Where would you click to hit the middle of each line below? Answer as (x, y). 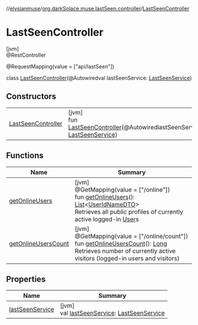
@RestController (26, 55)
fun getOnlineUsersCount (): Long (121, 243)
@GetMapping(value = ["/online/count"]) (131, 236)
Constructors (31, 97)
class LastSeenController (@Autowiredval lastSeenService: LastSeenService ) (99, 78)
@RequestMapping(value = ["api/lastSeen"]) (60, 66)
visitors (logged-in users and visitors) (127, 258)
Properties (26, 279)
